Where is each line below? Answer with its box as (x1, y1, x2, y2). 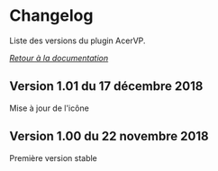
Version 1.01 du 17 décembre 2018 (9, 78, 204, 94)
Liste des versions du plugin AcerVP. (9, 35, 146, 46)
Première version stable (9, 152, 97, 163)
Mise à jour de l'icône (9, 103, 90, 113)
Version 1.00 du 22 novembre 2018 (9, 129, 209, 144)
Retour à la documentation (9, 52, 109, 63)
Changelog (9, 5, 94, 26)
